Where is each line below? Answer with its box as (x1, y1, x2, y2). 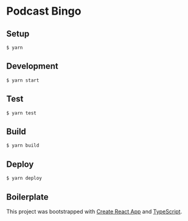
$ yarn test (6, 110, 37, 116)
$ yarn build (6, 142, 40, 149)
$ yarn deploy (6, 175, 43, 181)
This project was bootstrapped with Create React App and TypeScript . (6, 208, 183, 216)
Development (6, 61, 59, 71)
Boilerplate (6, 192, 49, 202)
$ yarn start (6, 77, 40, 83)
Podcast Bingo (6, 4, 82, 18)
